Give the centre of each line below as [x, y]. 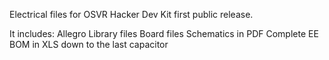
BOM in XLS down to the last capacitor [89, 44]
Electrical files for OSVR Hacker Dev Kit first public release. [131, 14]
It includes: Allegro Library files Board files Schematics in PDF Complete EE [164, 33]
